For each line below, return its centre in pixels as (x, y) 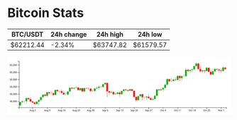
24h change (69, 35)
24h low (150, 35)
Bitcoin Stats (46, 13)
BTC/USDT (28, 35)
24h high (110, 35)
